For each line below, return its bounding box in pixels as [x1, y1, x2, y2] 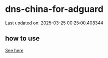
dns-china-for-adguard [5, 3, 104, 15]
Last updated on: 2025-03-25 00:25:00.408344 [5, 20, 104, 26]
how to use [5, 34, 40, 43]
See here [5, 47, 24, 53]
